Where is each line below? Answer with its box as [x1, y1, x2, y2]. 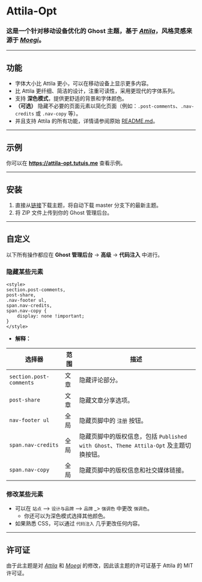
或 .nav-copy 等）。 [35, 110, 82, 117]
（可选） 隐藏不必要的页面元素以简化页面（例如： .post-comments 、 [14, 102, 181, 109]
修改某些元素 [6, 490, 44, 498]
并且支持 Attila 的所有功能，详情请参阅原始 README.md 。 [14, 117, 158, 124]
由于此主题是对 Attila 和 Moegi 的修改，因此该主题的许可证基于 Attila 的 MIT [6, 562, 194, 569]
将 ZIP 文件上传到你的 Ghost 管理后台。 [14, 209, 113, 216]
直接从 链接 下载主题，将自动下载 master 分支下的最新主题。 [14, 201, 162, 209]
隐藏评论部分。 [79, 376, 122, 384]
